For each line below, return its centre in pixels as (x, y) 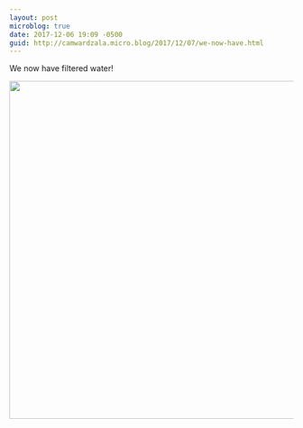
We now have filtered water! (62, 68)
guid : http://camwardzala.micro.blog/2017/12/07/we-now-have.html (137, 43)
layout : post (34, 18)
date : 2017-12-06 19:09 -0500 (66, 34)
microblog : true (40, 26)
